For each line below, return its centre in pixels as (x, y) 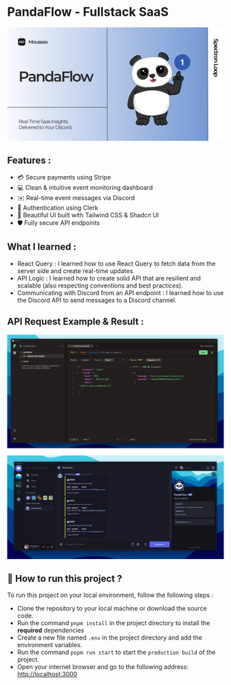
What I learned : (42, 247)
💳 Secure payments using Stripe (64, 177)
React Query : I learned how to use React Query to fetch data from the (116, 263)
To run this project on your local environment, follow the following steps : (110, 595)
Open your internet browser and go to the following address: (103, 666)
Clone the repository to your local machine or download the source (112, 608)
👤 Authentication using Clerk (57, 208)
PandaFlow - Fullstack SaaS (88, 12)
